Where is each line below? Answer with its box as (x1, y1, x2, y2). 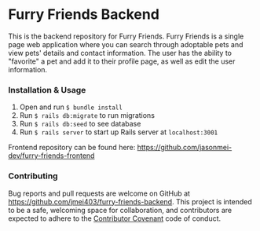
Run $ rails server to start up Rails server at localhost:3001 (19, 127, 218, 137)
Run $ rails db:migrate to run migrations (19, 111, 156, 120)
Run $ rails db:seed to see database (19, 119, 141, 129)
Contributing (8, 170, 58, 181)
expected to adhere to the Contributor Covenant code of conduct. (8, 214, 222, 223)
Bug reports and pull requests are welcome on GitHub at (8, 189, 191, 198)
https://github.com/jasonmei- (137, 143, 233, 152)
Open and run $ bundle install (19, 102, 123, 112)
